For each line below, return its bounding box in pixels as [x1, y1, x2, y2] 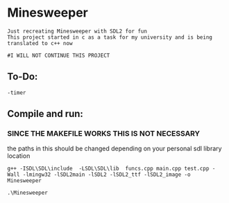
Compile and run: [7, 108, 83, 120]
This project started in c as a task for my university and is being [7, 33, 213, 41]
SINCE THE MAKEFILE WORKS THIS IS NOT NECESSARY [7, 129, 201, 139]
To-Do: [7, 71, 38, 82]
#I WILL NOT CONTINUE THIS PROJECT [7, 52, 110, 59]
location [7, 152, 31, 160]
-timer [7, 89, 26, 96]
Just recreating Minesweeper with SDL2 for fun [7, 28, 148, 35]
